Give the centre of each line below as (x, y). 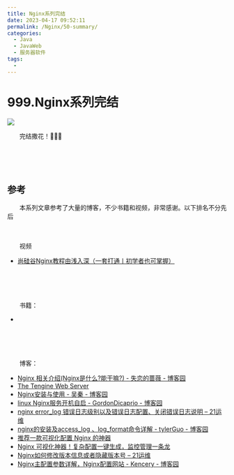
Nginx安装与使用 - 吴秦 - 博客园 (62, 394)
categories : (24, 33)
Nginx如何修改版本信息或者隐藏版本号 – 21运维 (84, 455)
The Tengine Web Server (53, 386)
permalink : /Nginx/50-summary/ (53, 27)
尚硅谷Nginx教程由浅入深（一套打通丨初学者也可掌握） (96, 261)
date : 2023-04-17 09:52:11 (46, 20)
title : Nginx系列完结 (37, 14)
